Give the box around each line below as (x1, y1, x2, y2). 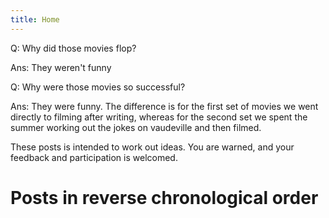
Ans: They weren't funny (10, 61, 112, 73)
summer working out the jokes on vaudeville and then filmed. (10, 121, 262, 133)
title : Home (10, 14, 60, 25)
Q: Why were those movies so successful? (10, 81, 186, 93)
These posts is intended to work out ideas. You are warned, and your (10, 141, 295, 153)
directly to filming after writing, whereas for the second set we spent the (10, 111, 308, 123)
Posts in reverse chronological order (10, 186, 319, 209)
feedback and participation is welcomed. (10, 151, 178, 163)
